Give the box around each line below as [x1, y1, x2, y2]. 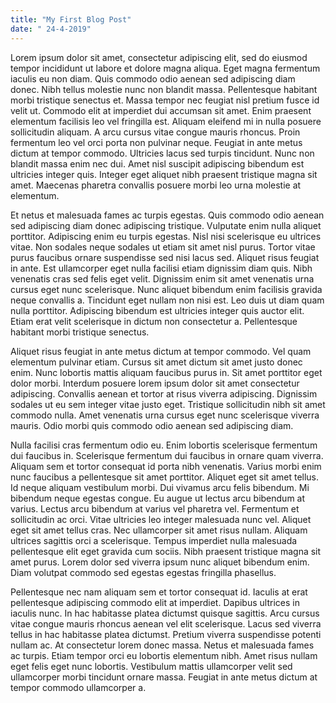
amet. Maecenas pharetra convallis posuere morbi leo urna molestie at [10, 179, 302, 191]
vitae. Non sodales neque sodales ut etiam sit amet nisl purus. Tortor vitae [10, 241, 316, 253]
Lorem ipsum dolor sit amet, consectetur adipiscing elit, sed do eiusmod [10, 51, 308, 63]
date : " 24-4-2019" [10, 24, 92, 34]
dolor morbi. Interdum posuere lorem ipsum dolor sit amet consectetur [10, 377, 300, 389]
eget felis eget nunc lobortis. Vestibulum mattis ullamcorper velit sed [10, 660, 293, 672]
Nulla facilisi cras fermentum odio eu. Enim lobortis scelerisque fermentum [10, 439, 318, 451]
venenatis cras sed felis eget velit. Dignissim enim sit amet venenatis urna [10, 272, 315, 285]
